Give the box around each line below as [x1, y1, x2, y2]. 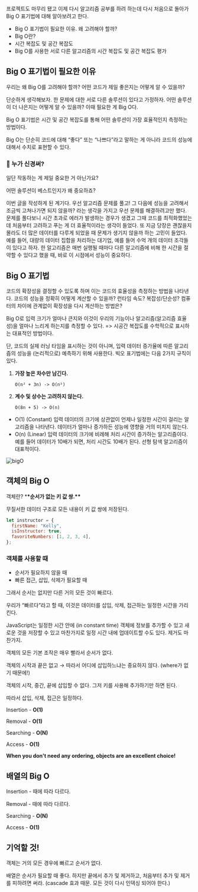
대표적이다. [14, 445, 41, 452]
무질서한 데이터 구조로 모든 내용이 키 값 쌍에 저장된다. [6, 505, 129, 512]
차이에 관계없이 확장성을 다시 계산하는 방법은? [17, 302, 123, 309]
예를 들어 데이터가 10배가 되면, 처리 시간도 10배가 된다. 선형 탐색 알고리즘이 [14, 438, 188, 445]
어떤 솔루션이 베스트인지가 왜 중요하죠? [6, 187, 96, 194]
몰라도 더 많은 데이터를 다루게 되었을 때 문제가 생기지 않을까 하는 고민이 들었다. [6, 229, 187, 236]
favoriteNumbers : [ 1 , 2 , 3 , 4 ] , [11, 534, 92, 540]
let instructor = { [6, 517, 54, 523]
